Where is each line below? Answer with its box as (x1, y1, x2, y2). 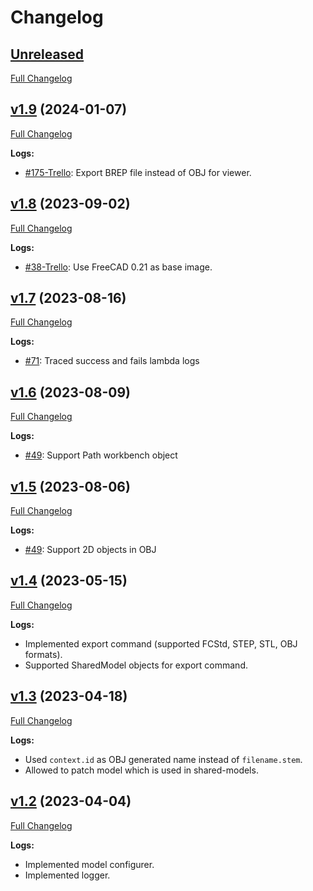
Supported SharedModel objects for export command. (24, 659, 248, 671)
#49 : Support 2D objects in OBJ (24, 544, 157, 556)
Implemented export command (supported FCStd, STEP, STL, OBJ (24, 637, 298, 650)
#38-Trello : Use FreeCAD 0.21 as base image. (24, 261, 213, 273)
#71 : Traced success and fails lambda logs (24, 355, 200, 367)
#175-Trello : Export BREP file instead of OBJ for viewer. (24, 166, 252, 178)
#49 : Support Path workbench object (24, 449, 178, 461)
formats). (24, 648, 63, 660)
